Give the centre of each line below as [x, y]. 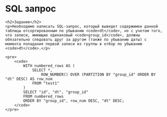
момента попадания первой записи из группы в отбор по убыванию [74, 44]
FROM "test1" [45, 83]
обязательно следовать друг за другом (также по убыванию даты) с [76, 39]
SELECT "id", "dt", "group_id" [56, 92]
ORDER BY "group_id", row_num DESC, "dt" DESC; [74, 100]
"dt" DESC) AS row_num [29, 79]
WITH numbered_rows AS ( [49, 65]
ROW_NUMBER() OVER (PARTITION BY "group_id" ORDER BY [98, 74]
